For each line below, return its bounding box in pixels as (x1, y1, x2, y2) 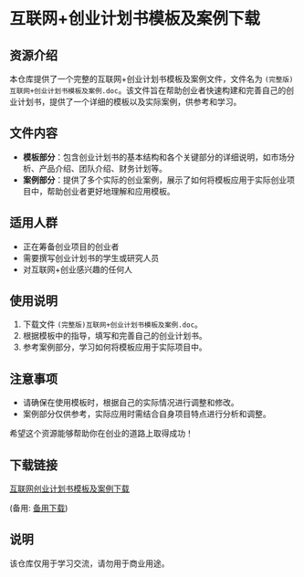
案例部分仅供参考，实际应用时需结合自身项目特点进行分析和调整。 (22, 408, 271, 420)
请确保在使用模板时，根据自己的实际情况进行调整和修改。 (22, 397, 239, 408)
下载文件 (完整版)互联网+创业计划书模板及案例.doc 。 (22, 319, 204, 330)
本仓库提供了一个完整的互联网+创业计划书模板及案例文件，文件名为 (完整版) (9, 74, 294, 84)
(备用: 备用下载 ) (9, 503, 68, 514)
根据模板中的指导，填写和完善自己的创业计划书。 (22, 330, 207, 341)
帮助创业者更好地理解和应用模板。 (47, 185, 175, 196)
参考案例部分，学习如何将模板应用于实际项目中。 (22, 341, 207, 352)
